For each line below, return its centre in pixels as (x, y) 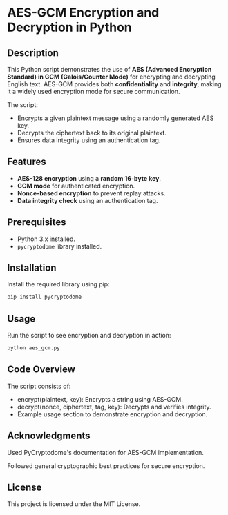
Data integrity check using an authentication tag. (87, 200)
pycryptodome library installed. (59, 246)
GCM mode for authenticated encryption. (76, 186)
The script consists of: (39, 386)
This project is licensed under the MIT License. (74, 504)
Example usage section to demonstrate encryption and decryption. (112, 414)
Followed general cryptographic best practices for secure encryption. (106, 466)
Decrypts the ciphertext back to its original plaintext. (92, 133)
